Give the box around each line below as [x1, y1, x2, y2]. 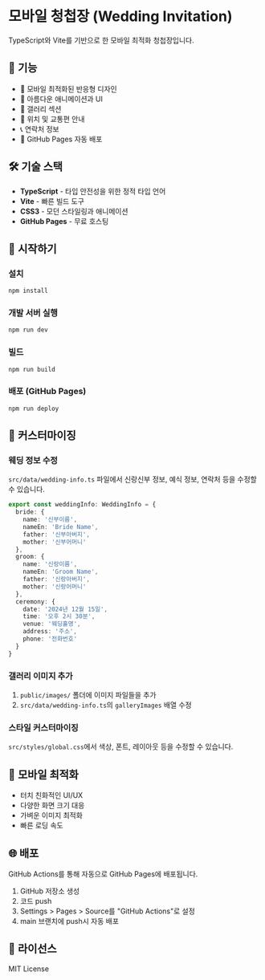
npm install [8, 287, 48, 295]
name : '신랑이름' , [22, 560, 78, 568]
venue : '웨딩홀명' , [22, 620, 82, 628]
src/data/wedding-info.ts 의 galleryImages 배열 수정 [19, 700, 192, 710]
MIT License [8, 964, 50, 974]
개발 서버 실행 [8, 307, 59, 319]
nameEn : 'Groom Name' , [22, 567, 99, 576]
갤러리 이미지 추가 [8, 670, 74, 681]
